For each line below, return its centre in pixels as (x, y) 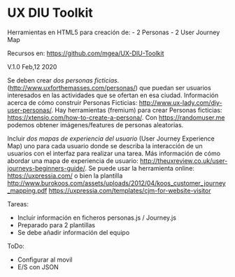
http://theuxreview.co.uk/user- (184, 161)
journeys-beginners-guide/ (46, 168)
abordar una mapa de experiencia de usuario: (73, 161)
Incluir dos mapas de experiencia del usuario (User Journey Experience (111, 138)
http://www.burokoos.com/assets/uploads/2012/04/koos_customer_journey (116, 183)
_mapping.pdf (27, 190)
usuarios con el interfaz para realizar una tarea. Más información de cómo (114, 153)
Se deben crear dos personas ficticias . (63, 80)
